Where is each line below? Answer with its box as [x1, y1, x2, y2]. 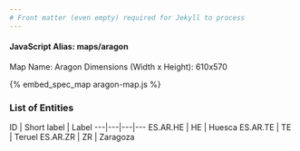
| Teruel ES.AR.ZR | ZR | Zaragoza [9, 132, 135, 143]
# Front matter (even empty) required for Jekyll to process [9, 13, 246, 23]
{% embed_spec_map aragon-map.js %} [9, 79, 161, 90]
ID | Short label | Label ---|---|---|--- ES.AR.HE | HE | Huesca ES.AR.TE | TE [9, 122, 292, 133]
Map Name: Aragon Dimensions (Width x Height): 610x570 [9, 61, 228, 72]
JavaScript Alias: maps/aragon [9, 42, 129, 52]
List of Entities [9, 101, 74, 114]
